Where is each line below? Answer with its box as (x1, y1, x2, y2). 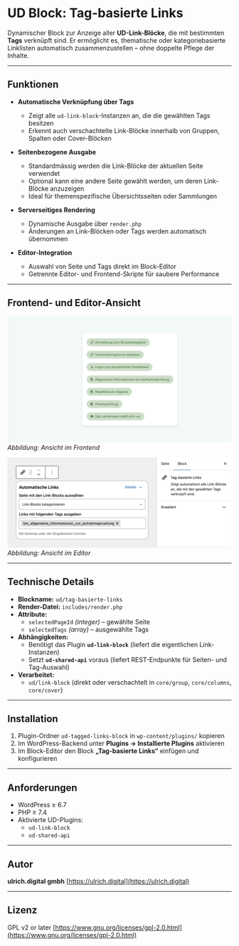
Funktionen (7, 78, 59, 90)
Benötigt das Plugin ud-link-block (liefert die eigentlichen (28, 640, 198, 648)
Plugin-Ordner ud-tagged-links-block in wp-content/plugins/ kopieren (17, 732, 225, 740)
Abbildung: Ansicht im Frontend (7, 443, 100, 452)
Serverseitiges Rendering (17, 205, 96, 214)
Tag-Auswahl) (28, 663, 70, 671)
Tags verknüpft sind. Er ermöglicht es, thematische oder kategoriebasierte (7, 36, 226, 44)
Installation (7, 713, 58, 725)
